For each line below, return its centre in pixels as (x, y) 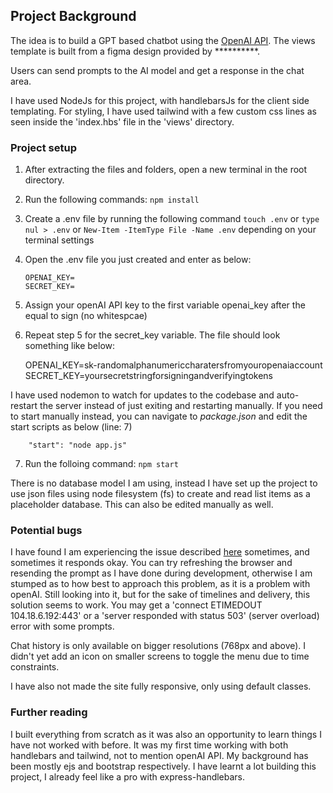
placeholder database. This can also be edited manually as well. (142, 505)
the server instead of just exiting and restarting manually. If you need (181, 406)
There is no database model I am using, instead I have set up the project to (164, 483)
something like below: (70, 346)
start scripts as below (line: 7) (71, 427)
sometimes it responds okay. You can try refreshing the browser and (151, 563)
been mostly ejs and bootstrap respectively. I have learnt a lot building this (163, 766)
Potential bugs (46, 531)
